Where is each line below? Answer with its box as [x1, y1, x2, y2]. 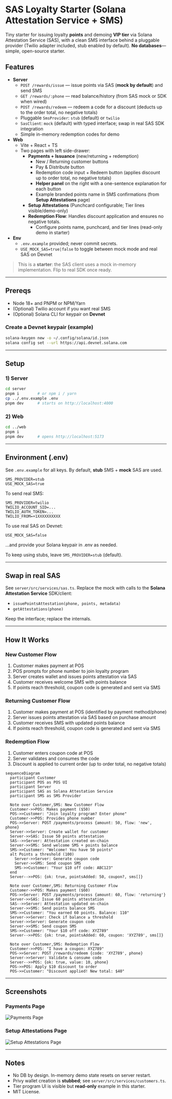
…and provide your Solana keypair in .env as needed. [5, 541, 118, 548]
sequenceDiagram [5, 771, 40, 776]
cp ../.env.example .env [5, 396, 58, 401]
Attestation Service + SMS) [5, 14, 124, 26]
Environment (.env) [5, 453, 68, 462]
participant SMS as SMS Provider [10, 793, 81, 798]
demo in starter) [35, 229, 70, 235]
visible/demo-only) [28, 207, 68, 214]
